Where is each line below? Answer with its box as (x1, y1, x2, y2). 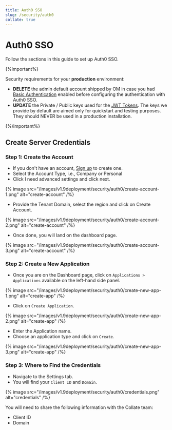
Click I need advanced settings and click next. (12, 176, 110, 182)
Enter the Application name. (12, 328, 72, 334)
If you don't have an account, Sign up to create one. (12, 165, 123, 171)
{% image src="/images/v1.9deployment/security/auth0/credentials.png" (5, 388, 160, 395)
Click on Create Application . (12, 303, 74, 309)
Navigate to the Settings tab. (12, 373, 73, 380)
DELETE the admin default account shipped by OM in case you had (12, 86, 155, 92)
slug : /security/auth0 (5, 12, 54, 17)
